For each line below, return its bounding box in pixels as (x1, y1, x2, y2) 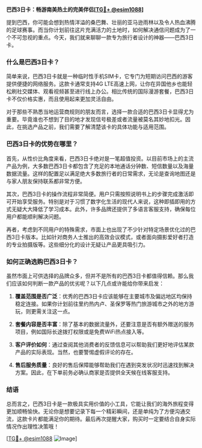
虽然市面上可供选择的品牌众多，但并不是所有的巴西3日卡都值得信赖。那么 (6, 272, 189, 280)
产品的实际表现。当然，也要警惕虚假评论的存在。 (14, 348, 136, 356)
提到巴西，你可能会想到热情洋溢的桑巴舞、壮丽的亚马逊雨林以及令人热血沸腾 (6, 19, 196, 26)
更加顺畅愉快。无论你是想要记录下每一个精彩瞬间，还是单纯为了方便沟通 (6, 408, 185, 415)
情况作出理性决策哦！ (6, 423, 59, 430)
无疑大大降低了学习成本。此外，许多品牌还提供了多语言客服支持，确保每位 (11, 205, 196, 213)
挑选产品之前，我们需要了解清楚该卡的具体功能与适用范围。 (22, 123, 170, 130)
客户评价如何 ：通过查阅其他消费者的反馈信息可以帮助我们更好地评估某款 (14, 341, 194, 348)
